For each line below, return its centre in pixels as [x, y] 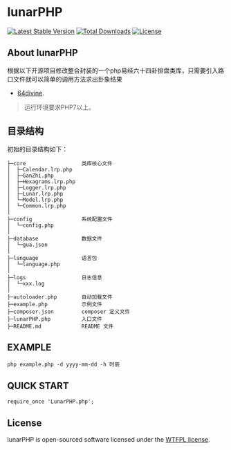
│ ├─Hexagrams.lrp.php [41, 181]
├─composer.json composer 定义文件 [68, 312]
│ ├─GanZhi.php [30, 176]
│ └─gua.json [28, 245]
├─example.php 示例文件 [55, 304]
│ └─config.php [30, 225]
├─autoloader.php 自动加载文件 [60, 297]
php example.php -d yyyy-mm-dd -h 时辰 [64, 365]
